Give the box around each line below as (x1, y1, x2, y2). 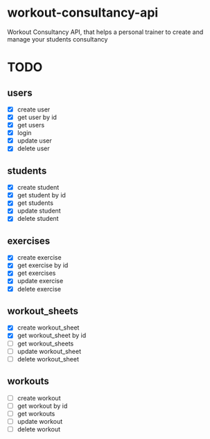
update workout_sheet (17, 347, 82, 355)
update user (17, 136, 52, 145)
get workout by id (17, 402, 68, 410)
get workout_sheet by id (17, 331, 87, 340)
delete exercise (17, 285, 61, 293)
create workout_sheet (17, 323, 80, 332)
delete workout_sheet (17, 355, 80, 363)
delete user (17, 144, 50, 153)
